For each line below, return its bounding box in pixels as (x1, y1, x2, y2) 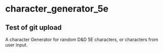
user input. (5, 42, 28, 48)
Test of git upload (5, 23, 62, 32)
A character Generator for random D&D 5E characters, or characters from (5, 36, 158, 42)
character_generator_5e (5, 3, 109, 15)
